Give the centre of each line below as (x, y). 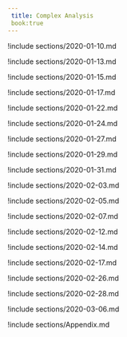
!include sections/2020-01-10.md (62, 46)
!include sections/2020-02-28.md (63, 293)
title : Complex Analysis (52, 16)
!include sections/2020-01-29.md (63, 154)
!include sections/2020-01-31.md (62, 169)
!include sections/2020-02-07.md (63, 216)
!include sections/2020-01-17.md (62, 92)
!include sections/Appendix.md (59, 324)
